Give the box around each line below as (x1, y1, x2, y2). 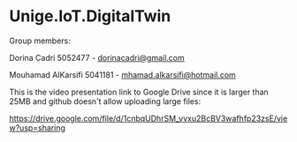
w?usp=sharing (9, 122, 66, 133)
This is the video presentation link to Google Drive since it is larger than (9, 86, 270, 97)
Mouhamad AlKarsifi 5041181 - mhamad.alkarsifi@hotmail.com (9, 69, 236, 80)
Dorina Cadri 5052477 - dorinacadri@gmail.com (9, 52, 185, 63)
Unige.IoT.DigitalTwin (9, 6, 171, 26)
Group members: (9, 35, 71, 46)
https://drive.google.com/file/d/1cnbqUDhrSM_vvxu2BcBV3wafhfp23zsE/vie (9, 113, 288, 123)
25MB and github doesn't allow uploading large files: (9, 95, 202, 107)
